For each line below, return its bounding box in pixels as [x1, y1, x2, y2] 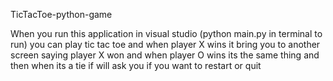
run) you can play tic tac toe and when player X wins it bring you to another [10, 39, 321, 50]
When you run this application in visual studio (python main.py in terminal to [10, 28, 323, 39]
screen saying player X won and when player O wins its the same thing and [10, 49, 320, 61]
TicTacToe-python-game [10, 9, 113, 20]
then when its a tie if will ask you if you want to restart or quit [10, 60, 262, 71]
